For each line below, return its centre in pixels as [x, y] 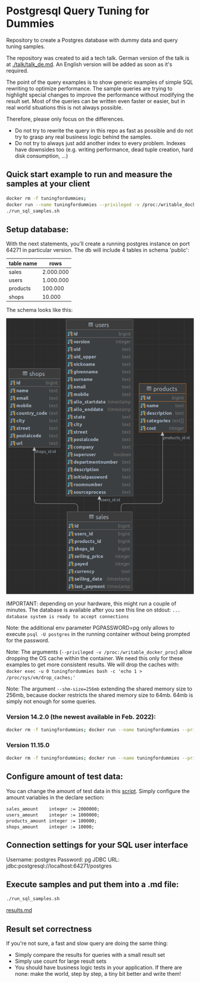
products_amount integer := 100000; [51, 821]
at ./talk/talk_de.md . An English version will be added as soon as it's [89, 64]
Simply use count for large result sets [61, 961]
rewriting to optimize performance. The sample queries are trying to [89, 88]
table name [23, 263]
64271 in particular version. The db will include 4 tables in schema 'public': [98, 250]
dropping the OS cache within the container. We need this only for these [95, 658]
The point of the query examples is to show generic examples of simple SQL [100, 82]
